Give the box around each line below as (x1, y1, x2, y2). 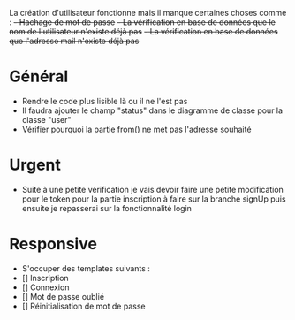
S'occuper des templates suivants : (21, 263, 150, 273)
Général (9, 66, 69, 87)
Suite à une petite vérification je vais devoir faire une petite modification (21, 184, 284, 194)
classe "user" (21, 114, 72, 125)
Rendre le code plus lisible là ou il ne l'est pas (21, 95, 188, 106)
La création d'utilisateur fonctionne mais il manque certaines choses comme (9, 8, 287, 18)
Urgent (9, 155, 62, 175)
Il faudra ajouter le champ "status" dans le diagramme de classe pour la (21, 105, 284, 116)
